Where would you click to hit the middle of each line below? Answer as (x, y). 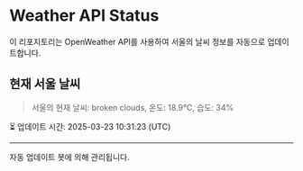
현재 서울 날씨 (45, 84)
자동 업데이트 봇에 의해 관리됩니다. (69, 157)
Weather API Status (84, 16)
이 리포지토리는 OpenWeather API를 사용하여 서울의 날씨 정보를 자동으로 (138, 41)
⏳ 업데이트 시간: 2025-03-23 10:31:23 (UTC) (90, 126)
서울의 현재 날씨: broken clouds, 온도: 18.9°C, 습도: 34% (133, 107)
